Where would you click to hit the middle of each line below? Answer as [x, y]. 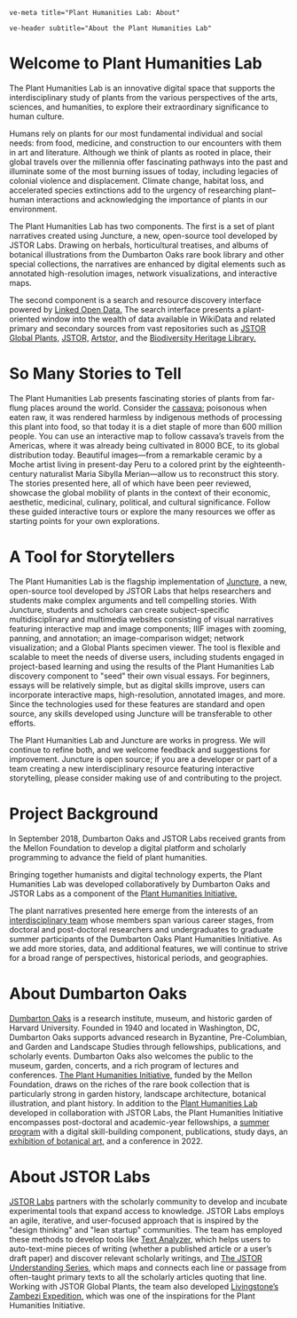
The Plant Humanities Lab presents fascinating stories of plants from [134, 398]
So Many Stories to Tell [95, 374]
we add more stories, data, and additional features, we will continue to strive [148, 948]
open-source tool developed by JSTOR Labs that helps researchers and [141, 591]
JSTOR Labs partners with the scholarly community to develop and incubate [148, 1201]
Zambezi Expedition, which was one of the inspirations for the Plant [132, 1296]
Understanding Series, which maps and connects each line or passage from [148, 1267]
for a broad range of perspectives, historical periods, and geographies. [139, 957]
